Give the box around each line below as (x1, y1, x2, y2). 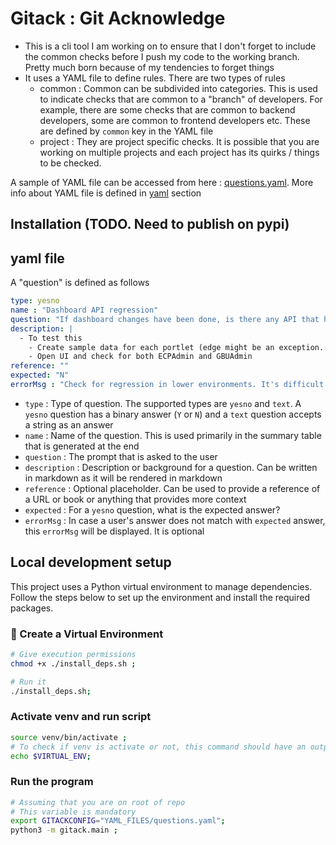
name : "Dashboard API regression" (10, 305, 159, 316)
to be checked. (39, 157, 102, 169)
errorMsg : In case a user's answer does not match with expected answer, (24, 514, 326, 526)
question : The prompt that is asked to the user (24, 450, 218, 462)
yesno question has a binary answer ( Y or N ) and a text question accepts (24, 408, 322, 420)
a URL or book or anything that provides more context (24, 493, 247, 505)
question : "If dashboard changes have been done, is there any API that (10, 314, 320, 324)
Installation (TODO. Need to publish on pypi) (10, 216, 290, 233)
